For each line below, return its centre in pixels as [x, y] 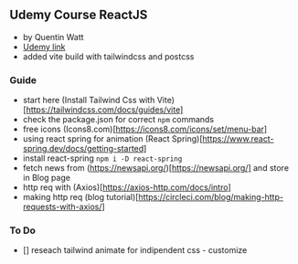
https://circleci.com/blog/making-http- [211, 197]
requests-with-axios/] [64, 207]
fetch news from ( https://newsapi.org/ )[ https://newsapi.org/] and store [156, 168]
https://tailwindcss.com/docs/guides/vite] [105, 110]
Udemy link [44, 47]
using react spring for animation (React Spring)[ [112, 139]
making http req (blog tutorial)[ [80, 197]
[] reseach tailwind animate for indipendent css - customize [135, 250]
